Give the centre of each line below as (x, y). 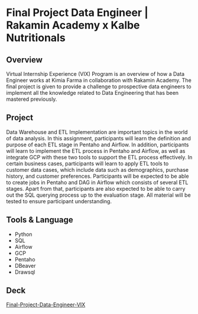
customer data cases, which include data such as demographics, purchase (98, 169)
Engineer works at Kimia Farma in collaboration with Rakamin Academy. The (99, 80)
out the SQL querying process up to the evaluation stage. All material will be (98, 195)
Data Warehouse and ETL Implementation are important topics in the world (97, 132)
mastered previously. (32, 99)
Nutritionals (36, 38)
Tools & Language (40, 220)
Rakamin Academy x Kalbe (73, 25)
